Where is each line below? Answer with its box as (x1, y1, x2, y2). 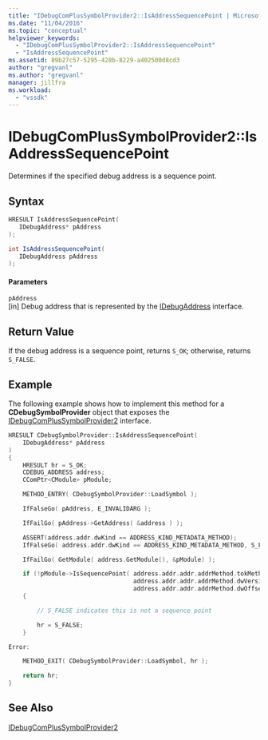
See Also (8, 701, 53, 715)
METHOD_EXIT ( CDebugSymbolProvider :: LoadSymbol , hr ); (22, 657, 209, 666)
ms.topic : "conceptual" (8, 26, 88, 34)
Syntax (8, 194, 45, 208)
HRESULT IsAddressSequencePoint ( (8, 216, 120, 224)
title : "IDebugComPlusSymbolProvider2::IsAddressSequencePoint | (8, 11, 230, 20)
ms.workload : (8, 86, 52, 94)
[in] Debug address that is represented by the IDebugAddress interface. (8, 301, 245, 312)
